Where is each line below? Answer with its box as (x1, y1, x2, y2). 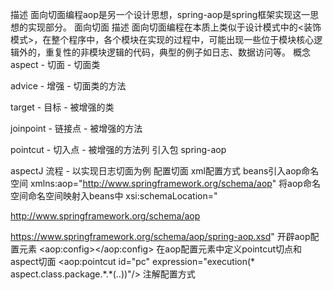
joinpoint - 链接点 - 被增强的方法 (10, 123, 143, 134)
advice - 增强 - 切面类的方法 (10, 80, 127, 92)
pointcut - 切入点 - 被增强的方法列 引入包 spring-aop (10, 144, 227, 155)
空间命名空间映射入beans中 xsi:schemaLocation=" (10, 190, 218, 202)
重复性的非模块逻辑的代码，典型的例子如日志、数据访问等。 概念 (44, 46, 311, 58)
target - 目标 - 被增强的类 (10, 101, 115, 113)
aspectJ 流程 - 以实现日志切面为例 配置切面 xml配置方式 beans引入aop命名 (10, 165, 320, 177)
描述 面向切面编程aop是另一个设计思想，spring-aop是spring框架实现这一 (10, 9, 311, 20)
